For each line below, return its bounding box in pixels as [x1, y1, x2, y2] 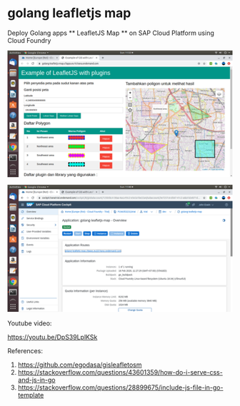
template [17, 390, 44, 399]
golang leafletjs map [7, 5, 131, 21]
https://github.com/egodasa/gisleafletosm [17, 360, 142, 369]
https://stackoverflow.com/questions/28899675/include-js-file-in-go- [17, 383, 224, 392]
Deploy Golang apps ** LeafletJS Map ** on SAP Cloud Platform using [7, 29, 214, 37]
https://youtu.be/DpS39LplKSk [7, 333, 98, 341]
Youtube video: [7, 319, 52, 328]
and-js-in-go [17, 375, 56, 384]
